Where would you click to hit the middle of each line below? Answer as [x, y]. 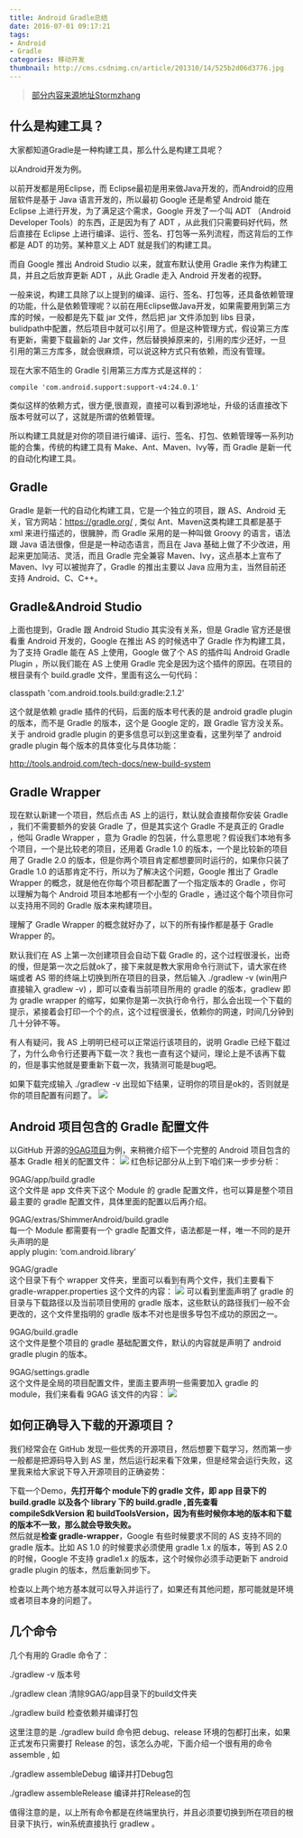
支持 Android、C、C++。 [56, 578]
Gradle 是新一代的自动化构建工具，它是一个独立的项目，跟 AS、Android [143, 510]
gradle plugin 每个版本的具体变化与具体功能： [94, 746]
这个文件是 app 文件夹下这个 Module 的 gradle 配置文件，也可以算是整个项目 [151, 1190]
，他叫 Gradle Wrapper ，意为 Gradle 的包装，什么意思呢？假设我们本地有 [147, 838]
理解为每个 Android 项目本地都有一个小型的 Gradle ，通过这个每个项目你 [151, 894]
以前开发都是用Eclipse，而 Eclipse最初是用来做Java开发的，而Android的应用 [151, 188]
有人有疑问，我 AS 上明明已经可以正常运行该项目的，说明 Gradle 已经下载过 [150, 1042]
